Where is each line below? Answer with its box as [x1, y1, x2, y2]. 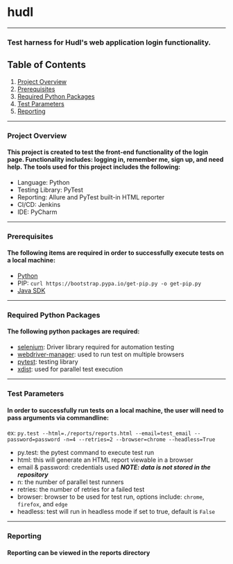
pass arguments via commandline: [7, 413, 110, 422]
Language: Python [17, 178, 70, 186]
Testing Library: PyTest [17, 185, 83, 194]
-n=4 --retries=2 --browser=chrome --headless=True [62, 436, 216, 443]
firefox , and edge [17, 500, 68, 508]
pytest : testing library [17, 358, 78, 366]
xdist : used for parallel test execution [17, 365, 123, 374]
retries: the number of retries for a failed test [17, 486, 145, 494]
